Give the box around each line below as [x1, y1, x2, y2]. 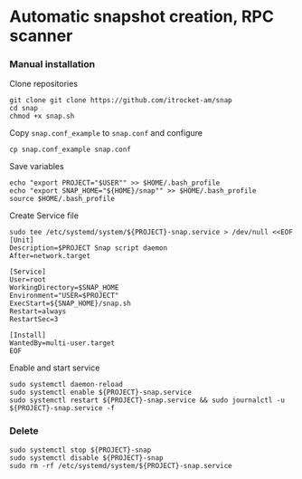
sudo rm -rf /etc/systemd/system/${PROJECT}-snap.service [9, 461, 232, 470]
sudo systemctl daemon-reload [9, 380, 124, 389]
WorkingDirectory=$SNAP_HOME [9, 283, 119, 292]
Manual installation [9, 58, 96, 71]
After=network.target [9, 252, 91, 261]
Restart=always [9, 307, 67, 316]
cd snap [9, 104, 39, 113]
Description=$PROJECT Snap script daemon [9, 244, 168, 253]
